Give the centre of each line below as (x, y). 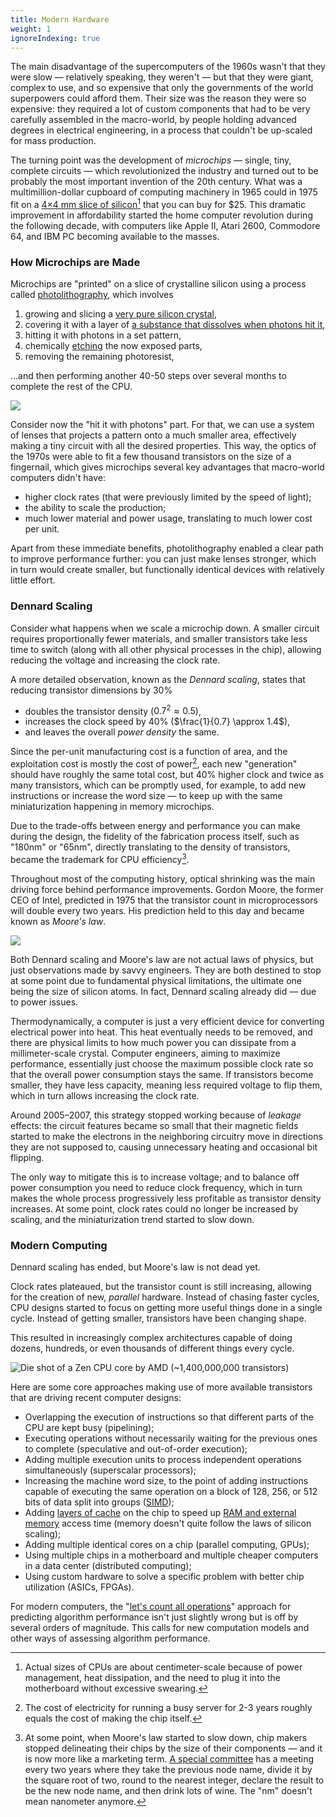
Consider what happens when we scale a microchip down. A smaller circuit (165, 628)
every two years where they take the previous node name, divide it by (168, 1769)
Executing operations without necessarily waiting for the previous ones (171, 1438)
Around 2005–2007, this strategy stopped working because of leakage (156, 1115)
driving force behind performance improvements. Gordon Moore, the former (167, 889)
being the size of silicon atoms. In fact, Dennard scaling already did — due (163, 991)
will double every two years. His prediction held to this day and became (157, 910)
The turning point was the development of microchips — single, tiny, (151, 160)
